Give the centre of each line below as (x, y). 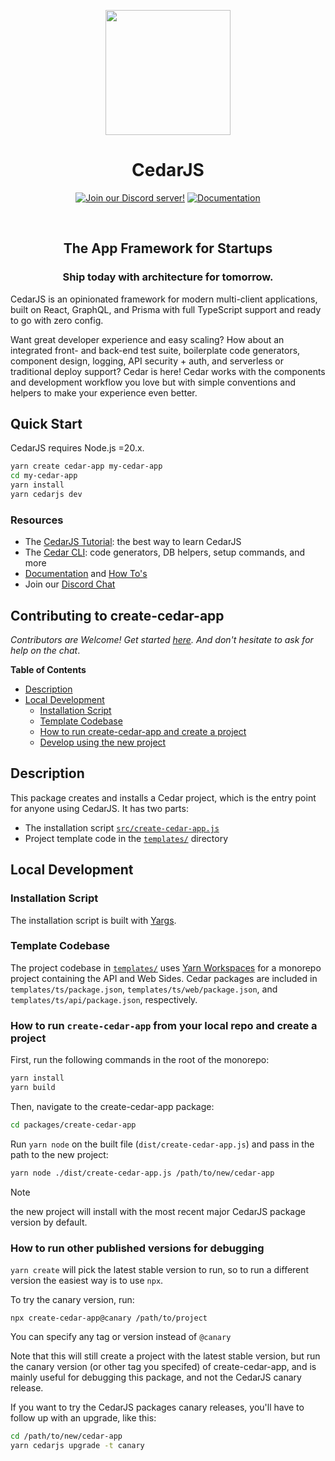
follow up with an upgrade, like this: (83, 1417)
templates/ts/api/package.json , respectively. (104, 999)
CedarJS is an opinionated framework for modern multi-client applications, (164, 299)
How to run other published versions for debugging (137, 1248)
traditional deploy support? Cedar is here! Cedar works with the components (168, 371)
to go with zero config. (57, 320)
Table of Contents (48, 670)
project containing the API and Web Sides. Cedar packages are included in (164, 978)
